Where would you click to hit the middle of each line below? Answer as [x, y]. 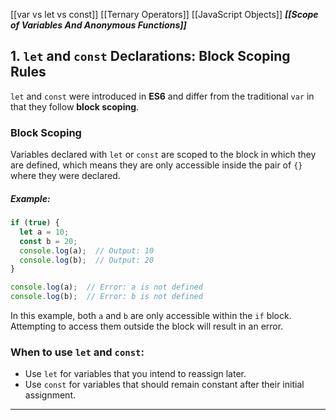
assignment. [50, 395]
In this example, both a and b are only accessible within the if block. [151, 316]
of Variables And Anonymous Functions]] [98, 25]
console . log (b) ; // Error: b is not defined [106, 297]
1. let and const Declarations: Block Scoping [150, 56]
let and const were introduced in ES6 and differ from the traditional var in [162, 96]
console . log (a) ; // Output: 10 [87, 250]
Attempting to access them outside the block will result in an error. [147, 326]
